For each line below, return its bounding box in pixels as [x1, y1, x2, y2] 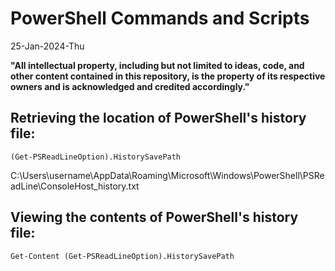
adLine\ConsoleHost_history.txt [10, 180, 140, 192]
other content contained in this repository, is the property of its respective [10, 70, 326, 82]
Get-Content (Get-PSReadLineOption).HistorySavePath [10, 251, 235, 261]
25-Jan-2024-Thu [10, 40, 85, 52]
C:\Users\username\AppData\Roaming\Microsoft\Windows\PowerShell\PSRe [10, 169, 325, 181]
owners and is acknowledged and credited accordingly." [10, 80, 250, 92]
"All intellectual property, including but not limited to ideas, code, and [10, 59, 305, 71]
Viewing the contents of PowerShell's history [10, 209, 299, 226]
